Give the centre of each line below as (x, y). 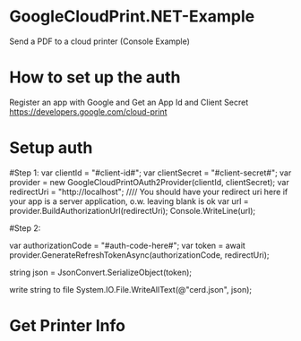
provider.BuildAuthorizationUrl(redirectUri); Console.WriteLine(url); (133, 210)
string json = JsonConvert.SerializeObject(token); (101, 272)
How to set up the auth (95, 77)
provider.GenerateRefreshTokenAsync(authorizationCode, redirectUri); (140, 255)
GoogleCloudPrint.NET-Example (132, 17)
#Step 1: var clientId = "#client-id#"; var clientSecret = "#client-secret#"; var (150, 173)
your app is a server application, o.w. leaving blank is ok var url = (129, 201)
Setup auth (51, 148)
